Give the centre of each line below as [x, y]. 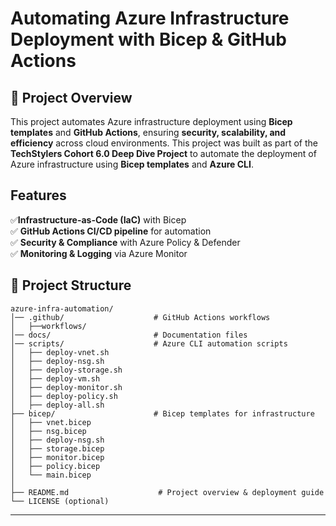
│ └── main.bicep [51, 475]
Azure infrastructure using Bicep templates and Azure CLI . [132, 164]
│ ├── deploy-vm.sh [55, 378]
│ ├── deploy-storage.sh [66, 370]
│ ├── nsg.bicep [48, 431]
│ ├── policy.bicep [55, 466]
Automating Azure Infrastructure [150, 18]
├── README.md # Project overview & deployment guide [167, 492]
